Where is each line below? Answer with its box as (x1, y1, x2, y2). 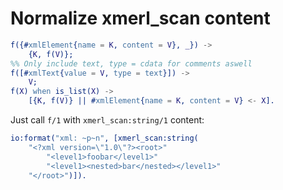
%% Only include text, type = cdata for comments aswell (10, 58, 253, 69)
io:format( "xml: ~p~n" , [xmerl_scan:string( (10, 133, 199, 144)
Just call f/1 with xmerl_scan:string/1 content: (10, 114, 205, 126)
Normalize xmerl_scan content (10, 7, 271, 30)
